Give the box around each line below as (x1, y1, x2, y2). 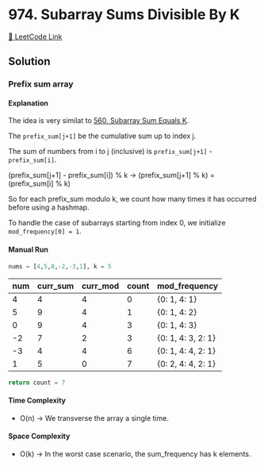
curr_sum (36, 280, 75, 291)
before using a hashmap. (8, 202, 90, 212)
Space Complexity (8, 431, 71, 441)
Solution (8, 55, 51, 68)
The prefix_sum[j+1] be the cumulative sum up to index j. (8, 131, 197, 141)
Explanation (8, 98, 49, 108)
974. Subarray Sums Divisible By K (8, 6, 240, 24)
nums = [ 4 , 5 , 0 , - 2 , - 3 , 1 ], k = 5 (8, 262, 112, 271)
